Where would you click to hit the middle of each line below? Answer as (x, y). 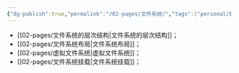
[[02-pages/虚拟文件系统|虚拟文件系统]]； (79, 52)
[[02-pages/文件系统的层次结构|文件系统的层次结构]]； (98, 35)
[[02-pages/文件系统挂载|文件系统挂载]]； (79, 62)
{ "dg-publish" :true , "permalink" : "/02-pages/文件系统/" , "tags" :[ (102, 14)
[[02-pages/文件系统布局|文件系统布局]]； (79, 44)
